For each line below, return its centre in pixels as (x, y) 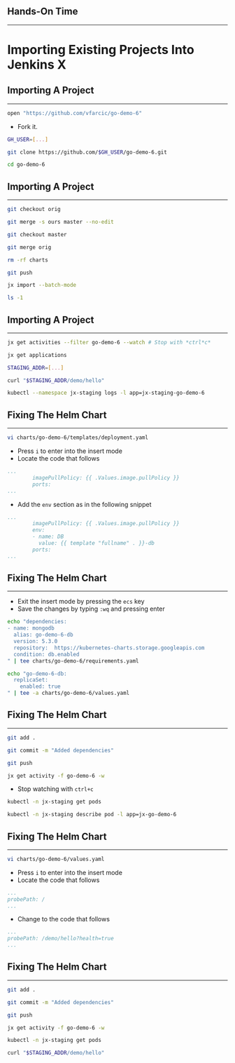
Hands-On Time (43, 12)
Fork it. (28, 126)
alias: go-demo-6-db (43, 635)
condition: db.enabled (47, 654)
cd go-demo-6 (26, 165)
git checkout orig (34, 210)
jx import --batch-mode (42, 285)
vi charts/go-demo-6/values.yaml (56, 859)
